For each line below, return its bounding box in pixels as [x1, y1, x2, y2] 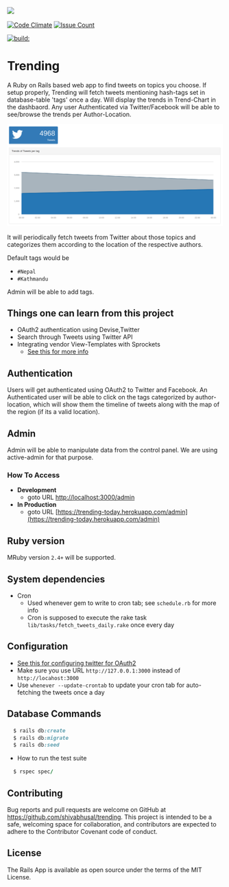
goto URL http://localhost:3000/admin [27, 493, 135, 501]
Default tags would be [7, 254, 70, 262]
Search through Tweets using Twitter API [16, 333, 133, 341]
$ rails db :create [13, 727, 67, 734]
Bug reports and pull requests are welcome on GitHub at [7, 805, 167, 813]
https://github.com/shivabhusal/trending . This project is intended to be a [7, 813, 213, 821]
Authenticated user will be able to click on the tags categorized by [7, 393, 194, 402]
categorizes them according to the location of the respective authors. [7, 240, 204, 248]
